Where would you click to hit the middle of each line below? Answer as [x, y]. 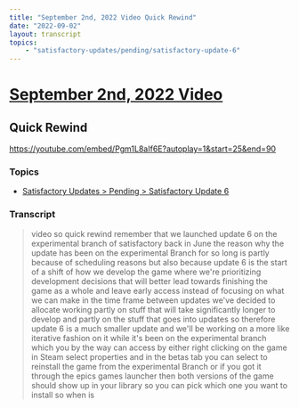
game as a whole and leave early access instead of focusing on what [158, 290]
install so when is [63, 395]
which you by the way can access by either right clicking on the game [159, 347]
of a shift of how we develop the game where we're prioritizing [146, 272]
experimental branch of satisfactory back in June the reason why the [158, 243]
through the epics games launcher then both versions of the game [152, 376]
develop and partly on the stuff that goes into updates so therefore [153, 319]
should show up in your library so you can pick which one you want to [159, 385]
